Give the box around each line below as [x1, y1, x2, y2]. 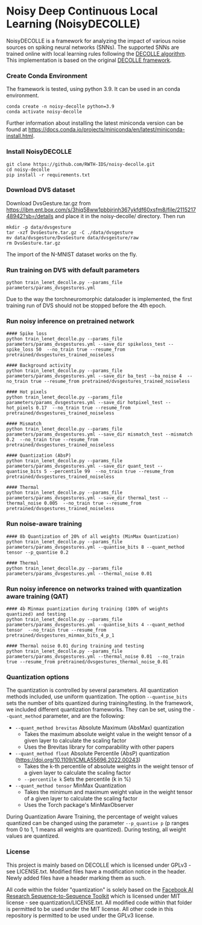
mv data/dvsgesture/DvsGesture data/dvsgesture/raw [6, 234, 139, 240]
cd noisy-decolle [6, 167, 50, 173]
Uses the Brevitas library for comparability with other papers [24, 743, 175, 751]
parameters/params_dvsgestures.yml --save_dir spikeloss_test [6, 341, 166, 348]
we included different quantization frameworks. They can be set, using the [6, 706, 191, 713]
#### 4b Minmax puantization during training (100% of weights [6, 606, 169, 612]
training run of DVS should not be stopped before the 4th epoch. [6, 302, 167, 310]
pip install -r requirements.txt [6, 171, 90, 178]
